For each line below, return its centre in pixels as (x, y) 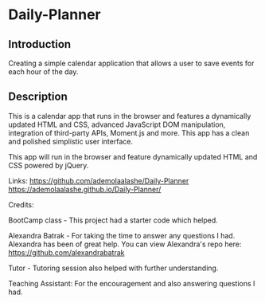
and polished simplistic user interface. (71, 141)
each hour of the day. (43, 72)
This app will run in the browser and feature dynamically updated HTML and (133, 156)
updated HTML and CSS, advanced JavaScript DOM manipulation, (117, 124)
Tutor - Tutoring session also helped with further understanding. (113, 268)
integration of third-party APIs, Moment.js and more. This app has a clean (129, 132)
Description (38, 97)
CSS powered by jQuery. (49, 165)
